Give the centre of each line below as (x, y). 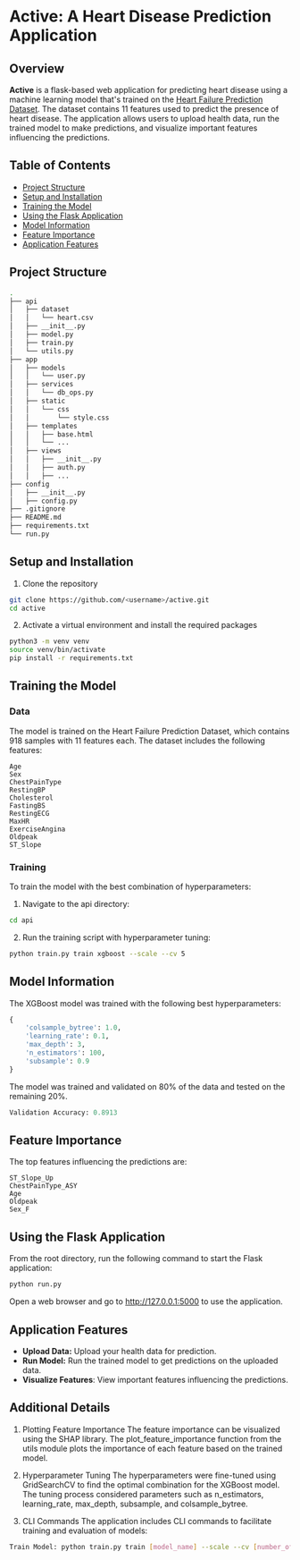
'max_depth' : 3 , (56, 1045)
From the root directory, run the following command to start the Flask (136, 1259)
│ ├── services (42, 385)
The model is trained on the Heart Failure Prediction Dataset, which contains (150, 731)
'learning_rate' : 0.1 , (67, 1036)
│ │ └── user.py (48, 376)
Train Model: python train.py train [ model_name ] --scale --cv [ (133, 1547)
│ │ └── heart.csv (51, 318)
